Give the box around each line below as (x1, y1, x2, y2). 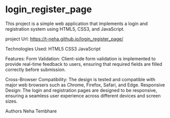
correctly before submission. (5, 66, 66, 73)
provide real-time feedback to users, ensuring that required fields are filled (5, 61, 162, 67)
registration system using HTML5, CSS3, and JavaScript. (5, 26, 125, 32)
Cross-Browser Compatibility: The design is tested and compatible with (5, 76, 156, 82)
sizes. (5, 98, 18, 104)
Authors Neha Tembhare (5, 108, 57, 114)
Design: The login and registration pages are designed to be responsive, (5, 87, 157, 93)
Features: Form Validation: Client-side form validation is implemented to (5, 55, 156, 62)
